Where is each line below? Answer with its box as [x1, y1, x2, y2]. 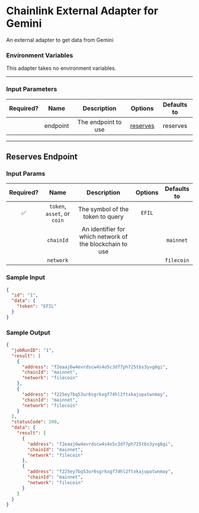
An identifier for [82, 225, 126, 234]
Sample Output [6, 328, 50, 336]
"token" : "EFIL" [17, 304, 57, 310]
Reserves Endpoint [6, 151, 78, 161]
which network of [79, 232, 128, 241]
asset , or [45, 209, 70, 218]
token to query [83, 212, 124, 221]
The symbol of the [78, 205, 129, 214]
